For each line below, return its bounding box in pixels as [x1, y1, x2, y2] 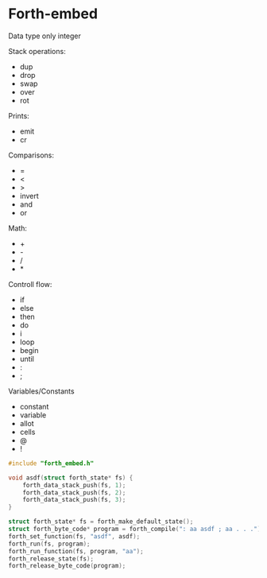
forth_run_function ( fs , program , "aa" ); [8, 547, 145, 555]
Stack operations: [8, 46, 66, 56]
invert [19, 191, 40, 200]
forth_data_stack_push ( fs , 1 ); [22, 481, 126, 489]
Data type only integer [8, 31, 82, 41]
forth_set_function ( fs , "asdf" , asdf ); [8, 532, 141, 541]
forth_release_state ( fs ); [8, 554, 94, 563]
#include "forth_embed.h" [8, 459, 94, 467]
